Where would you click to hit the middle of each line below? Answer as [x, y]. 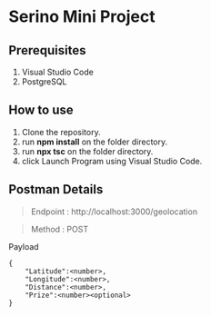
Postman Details [56, 189]
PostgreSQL [44, 82]
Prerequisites [47, 50]
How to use [41, 110]
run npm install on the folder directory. [95, 142]
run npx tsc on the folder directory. [87, 151]
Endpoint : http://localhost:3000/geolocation [114, 212]
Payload [24, 246]
